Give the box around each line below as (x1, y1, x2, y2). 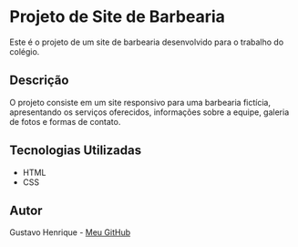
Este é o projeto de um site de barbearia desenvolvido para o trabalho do (9, 36, 284, 47)
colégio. (9, 46, 40, 57)
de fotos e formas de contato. (9, 116, 121, 127)
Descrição (9, 73, 69, 88)
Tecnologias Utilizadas (9, 143, 142, 159)
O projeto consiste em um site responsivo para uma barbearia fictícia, (9, 97, 272, 108)
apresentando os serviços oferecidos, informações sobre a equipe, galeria (9, 107, 290, 118)
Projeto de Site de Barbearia (9, 6, 226, 27)
